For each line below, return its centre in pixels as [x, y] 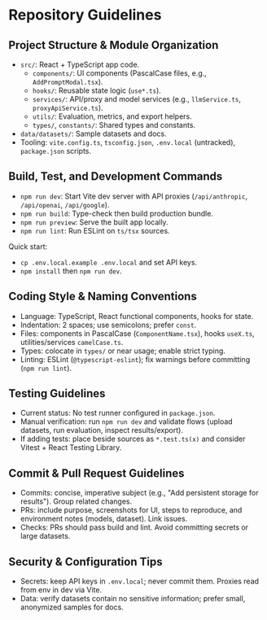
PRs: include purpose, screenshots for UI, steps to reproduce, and [131, 510]
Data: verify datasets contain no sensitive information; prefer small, [133, 599]
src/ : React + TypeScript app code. [80, 64]
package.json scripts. [56, 151]
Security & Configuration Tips [85, 562]
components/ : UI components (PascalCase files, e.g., [120, 73]
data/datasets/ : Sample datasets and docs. [93, 133]
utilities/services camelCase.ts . [72, 342]
